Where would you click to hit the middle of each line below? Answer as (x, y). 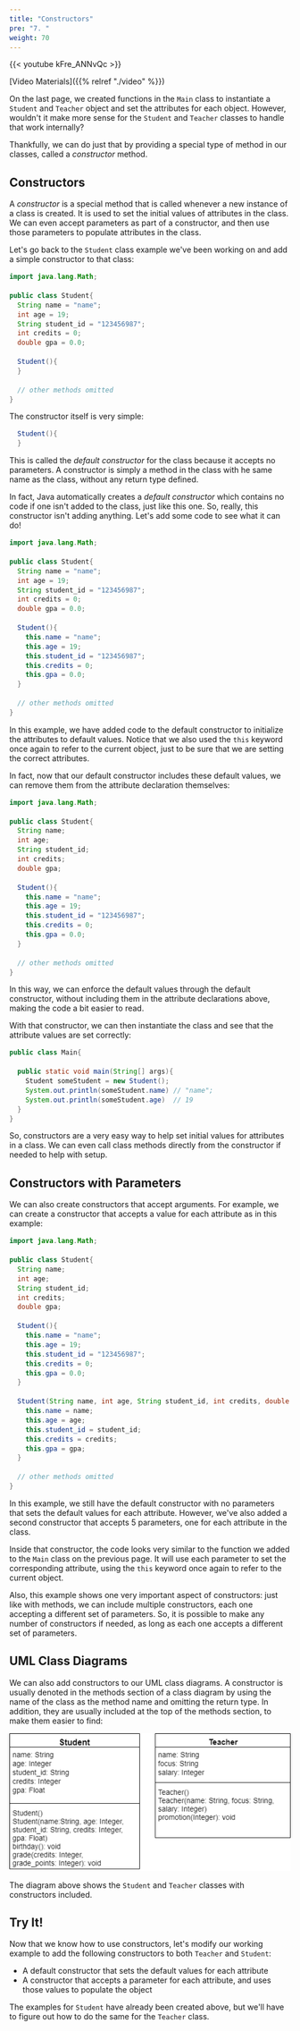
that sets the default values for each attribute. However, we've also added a (148, 1512)
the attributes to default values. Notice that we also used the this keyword (146, 739)
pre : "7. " (29, 28)
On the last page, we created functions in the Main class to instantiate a (140, 99)
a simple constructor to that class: (72, 259)
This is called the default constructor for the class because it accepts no (142, 461)
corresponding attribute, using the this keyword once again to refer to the (146, 1568)
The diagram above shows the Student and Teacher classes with (127, 1885)
